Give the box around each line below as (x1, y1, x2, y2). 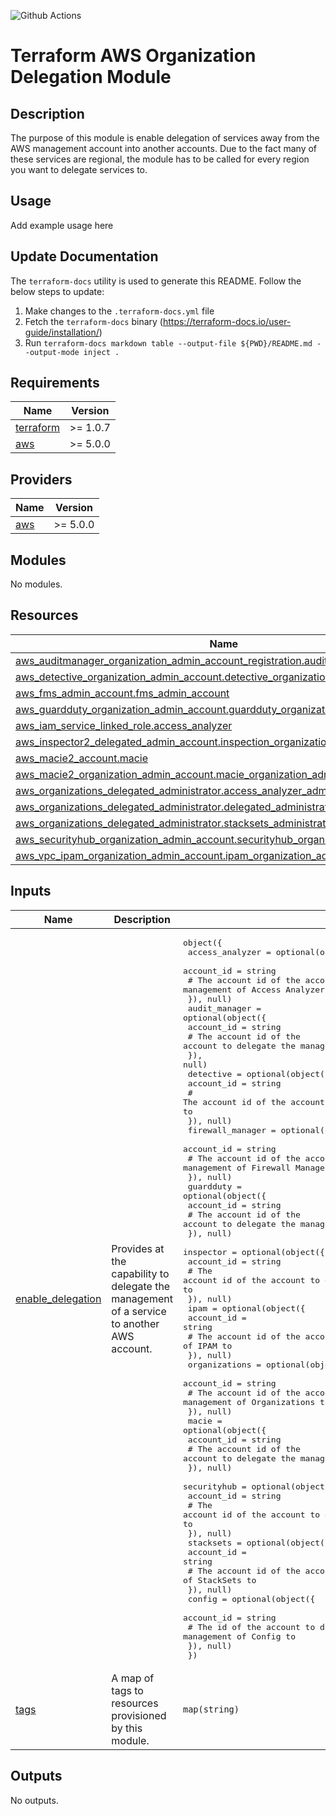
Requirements (10, 375, 100, 392)
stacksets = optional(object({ (187, 1537, 330, 1548)
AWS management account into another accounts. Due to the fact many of (10, 143, 318, 154)
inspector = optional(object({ (182, 1246, 325, 1257)
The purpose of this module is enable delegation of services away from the (10, 132, 320, 144)
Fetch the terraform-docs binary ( (24, 315, 163, 327)
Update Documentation (10, 248, 159, 265)
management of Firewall (182, 1162, 292, 1173)
